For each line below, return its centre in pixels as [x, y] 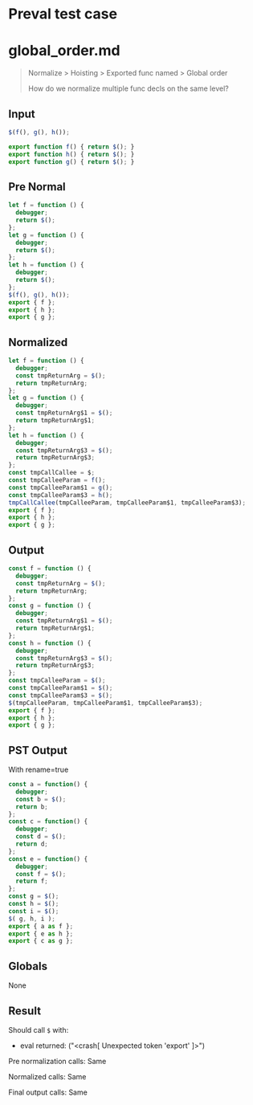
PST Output [38, 750]
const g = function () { [50, 606]
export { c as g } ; [41, 941]
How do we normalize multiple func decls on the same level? [128, 88]
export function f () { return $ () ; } [71, 147]
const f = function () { [50, 569]
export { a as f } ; [41, 926]
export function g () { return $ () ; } [71, 161]
